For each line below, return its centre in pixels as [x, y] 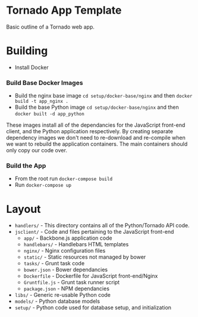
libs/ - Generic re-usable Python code [63, 295]
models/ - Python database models [57, 302]
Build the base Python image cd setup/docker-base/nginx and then [97, 107]
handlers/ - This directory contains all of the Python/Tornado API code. [102, 225]
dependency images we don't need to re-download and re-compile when [96, 138]
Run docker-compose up [43, 185]
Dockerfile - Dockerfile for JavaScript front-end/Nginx [91, 276]
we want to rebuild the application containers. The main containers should [97, 144]
